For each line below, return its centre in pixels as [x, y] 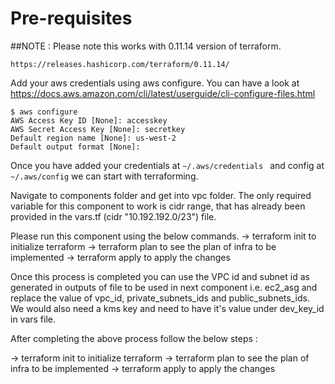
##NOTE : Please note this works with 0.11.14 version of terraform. [146, 46]
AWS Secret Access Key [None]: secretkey [98, 129]
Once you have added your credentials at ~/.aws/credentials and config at [167, 165]
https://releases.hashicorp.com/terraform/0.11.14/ [120, 64]
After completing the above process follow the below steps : [134, 338]
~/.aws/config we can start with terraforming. [104, 176]
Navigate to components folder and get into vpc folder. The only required [161, 195]
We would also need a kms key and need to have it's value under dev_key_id [167, 308]
